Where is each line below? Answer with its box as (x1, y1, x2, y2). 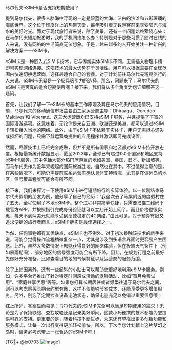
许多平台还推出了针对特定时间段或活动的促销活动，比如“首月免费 (14, 273, 151, 279)
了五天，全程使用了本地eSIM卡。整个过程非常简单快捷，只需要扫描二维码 (5, 200, 160, 206)
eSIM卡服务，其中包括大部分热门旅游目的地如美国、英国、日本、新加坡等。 (5, 157, 164, 163)
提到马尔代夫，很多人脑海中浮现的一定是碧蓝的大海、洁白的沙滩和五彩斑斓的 (5, 15, 167, 22)
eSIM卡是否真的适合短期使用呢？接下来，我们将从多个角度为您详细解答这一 (5, 84, 164, 90)
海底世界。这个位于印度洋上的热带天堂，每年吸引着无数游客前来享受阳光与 (5, 22, 162, 28)
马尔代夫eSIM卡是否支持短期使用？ (5, 5, 79, 10)
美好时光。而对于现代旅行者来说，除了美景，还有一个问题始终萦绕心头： (14, 28, 167, 34)
